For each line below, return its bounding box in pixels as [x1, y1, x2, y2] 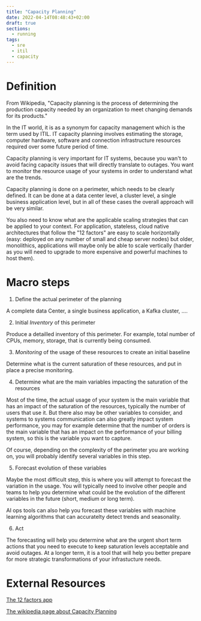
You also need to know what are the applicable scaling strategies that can [6, 216, 188, 223]
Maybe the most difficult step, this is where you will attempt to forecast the [6, 476, 191, 483]
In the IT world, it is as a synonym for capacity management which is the [6, 124, 185, 131]
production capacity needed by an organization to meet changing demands [6, 106, 193, 113]
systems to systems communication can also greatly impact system [6, 415, 173, 423]
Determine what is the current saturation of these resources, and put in [6, 360, 182, 367]
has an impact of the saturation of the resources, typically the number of [6, 402, 186, 409]
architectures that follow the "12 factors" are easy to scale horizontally [6, 229, 180, 236]
